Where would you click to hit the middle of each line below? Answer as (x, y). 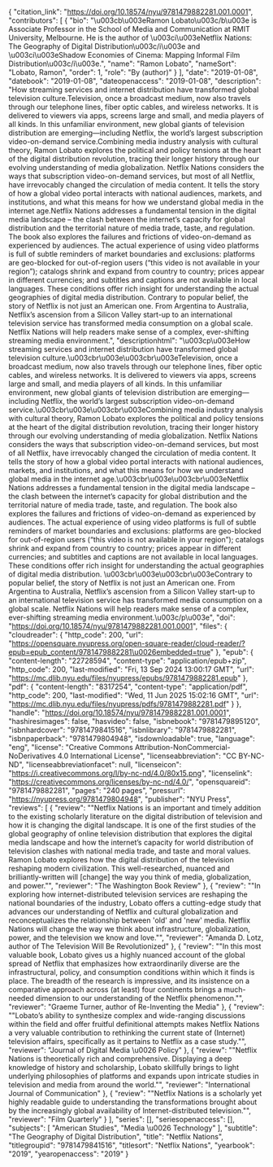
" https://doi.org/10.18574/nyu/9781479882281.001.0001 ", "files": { (118, 626)
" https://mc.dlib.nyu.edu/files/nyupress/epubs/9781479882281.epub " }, (128, 678)
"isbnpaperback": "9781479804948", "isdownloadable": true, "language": (132, 739)
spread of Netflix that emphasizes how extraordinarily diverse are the (124, 963)
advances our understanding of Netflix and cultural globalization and (123, 912)
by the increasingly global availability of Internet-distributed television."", (130, 1110)
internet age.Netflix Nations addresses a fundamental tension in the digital (132, 211)
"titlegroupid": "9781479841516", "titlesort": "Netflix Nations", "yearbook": (132, 1145)
